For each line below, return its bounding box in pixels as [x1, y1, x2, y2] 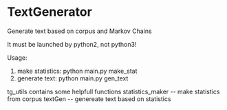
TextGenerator [7, 4, 93, 20]
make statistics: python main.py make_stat [17, 67, 138, 75]
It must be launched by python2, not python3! [7, 40, 137, 48]
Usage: [7, 53, 28, 62]
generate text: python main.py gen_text [17, 74, 129, 82]
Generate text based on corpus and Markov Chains [7, 27, 153, 35]
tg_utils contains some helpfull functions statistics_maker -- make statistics [7, 87, 220, 96]
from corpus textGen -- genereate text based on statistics [7, 94, 171, 103]
